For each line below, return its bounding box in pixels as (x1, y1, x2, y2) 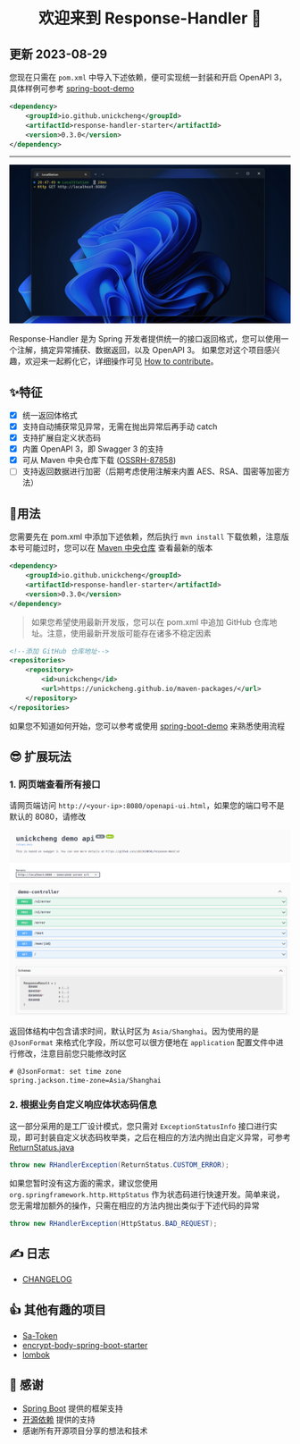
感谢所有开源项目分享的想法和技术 (21, 1425, 148, 1436)
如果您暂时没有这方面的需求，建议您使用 (9, 1178, 158, 1188)
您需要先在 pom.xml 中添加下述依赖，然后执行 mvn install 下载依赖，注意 (9, 531, 282, 542)
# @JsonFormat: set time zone (9, 1068, 122, 1077)
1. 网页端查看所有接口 (9, 778, 101, 790)
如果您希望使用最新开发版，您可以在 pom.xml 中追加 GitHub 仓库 (30, 616, 270, 627)
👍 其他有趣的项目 (9, 1302, 106, 1317)
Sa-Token (21, 1330, 58, 1341)
